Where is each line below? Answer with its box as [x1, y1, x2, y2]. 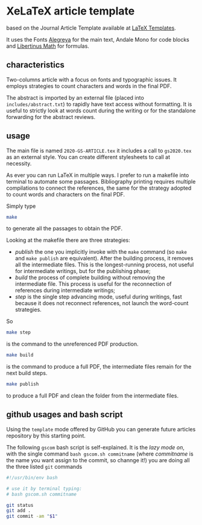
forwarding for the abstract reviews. [6, 113, 96, 120]
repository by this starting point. [6, 432, 86, 439]
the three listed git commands [6, 463, 83, 470]
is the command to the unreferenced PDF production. [6, 340, 139, 348]
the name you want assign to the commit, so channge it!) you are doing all [6, 456, 190, 463]
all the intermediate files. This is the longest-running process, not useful [14, 261, 194, 268]
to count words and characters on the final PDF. [6, 190, 125, 198]
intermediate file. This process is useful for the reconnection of [14, 280, 172, 288]
